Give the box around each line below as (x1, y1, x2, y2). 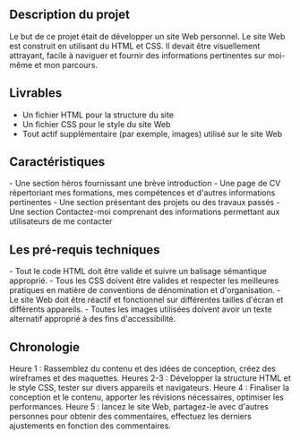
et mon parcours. (34, 59, 99, 70)
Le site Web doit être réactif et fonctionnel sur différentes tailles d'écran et (9, 295, 284, 306)
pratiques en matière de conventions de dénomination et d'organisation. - (9, 285, 281, 296)
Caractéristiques (9, 154, 106, 169)
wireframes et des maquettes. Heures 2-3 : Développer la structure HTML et (9, 373, 291, 384)
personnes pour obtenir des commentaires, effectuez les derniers (9, 411, 253, 422)
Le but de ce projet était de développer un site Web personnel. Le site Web (9, 30, 286, 41)
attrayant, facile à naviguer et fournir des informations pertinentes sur (9, 49, 267, 61)
